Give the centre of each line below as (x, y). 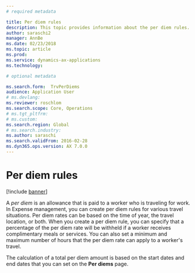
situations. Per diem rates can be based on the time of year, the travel (90, 215)
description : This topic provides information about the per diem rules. (98, 27)
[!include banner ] (27, 191)
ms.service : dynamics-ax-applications (53, 60)
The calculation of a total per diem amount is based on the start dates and (95, 257)
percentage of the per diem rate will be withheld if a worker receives (89, 227)
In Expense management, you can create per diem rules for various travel (95, 209)
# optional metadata (31, 76)
